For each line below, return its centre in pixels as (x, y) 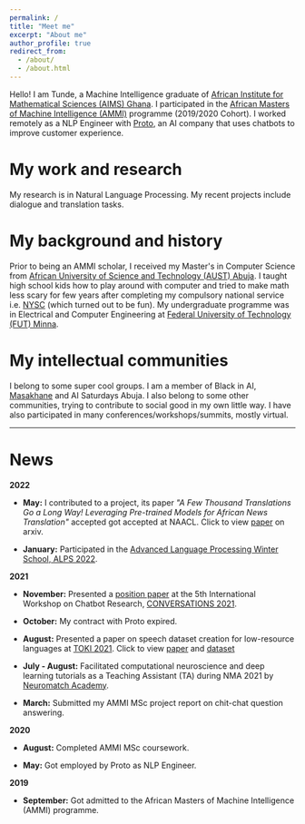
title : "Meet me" (42, 26)
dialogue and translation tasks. (67, 204)
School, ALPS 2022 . (60, 558)
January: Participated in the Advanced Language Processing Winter (150, 549)
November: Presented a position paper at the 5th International (139, 593)
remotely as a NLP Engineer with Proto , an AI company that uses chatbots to (152, 123)
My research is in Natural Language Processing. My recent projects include (150, 194)
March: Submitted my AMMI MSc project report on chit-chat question (153, 702)
